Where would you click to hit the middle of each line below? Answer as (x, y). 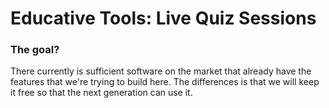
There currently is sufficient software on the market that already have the (161, 71)
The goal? (35, 50)
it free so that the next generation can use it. (101, 93)
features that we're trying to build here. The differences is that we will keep (165, 82)
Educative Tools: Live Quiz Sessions (163, 18)
